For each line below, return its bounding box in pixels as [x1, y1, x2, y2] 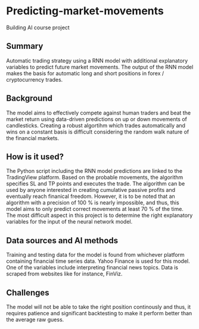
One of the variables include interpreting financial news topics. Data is [6, 264, 179, 271]
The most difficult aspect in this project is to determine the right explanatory [6, 212, 193, 219]
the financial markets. [6, 134, 60, 141]
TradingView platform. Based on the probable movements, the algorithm [6, 174, 184, 181]
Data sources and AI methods [6, 235, 119, 246]
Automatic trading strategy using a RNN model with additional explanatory [6, 57, 188, 64]
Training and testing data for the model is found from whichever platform [6, 252, 185, 259]
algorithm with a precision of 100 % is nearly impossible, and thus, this [6, 199, 180, 206]
